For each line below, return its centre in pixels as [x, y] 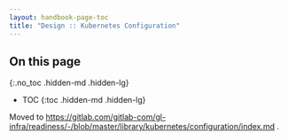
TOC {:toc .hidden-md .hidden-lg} [84, 100]
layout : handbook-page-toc [59, 17]
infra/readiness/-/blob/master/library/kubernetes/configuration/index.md [142, 127]
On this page [45, 62]
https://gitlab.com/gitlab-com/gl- [106, 117]
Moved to [27, 117]
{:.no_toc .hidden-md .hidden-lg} [70, 83]
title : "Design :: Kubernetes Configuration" [94, 26]
